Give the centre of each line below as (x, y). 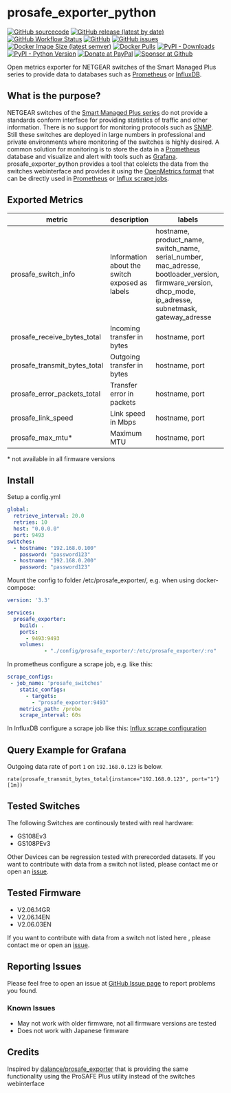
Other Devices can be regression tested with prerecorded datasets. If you (111, 857)
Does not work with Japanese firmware (73, 1030)
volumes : (32, 645)
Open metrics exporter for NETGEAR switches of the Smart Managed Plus (112, 67)
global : (18, 510)
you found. (22, 990)
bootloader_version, (187, 274)
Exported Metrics (45, 200)
